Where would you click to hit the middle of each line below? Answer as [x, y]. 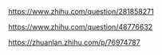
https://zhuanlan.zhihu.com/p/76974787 [75, 42]
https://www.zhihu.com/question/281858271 [81, 12]
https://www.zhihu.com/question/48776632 [81, 27]
